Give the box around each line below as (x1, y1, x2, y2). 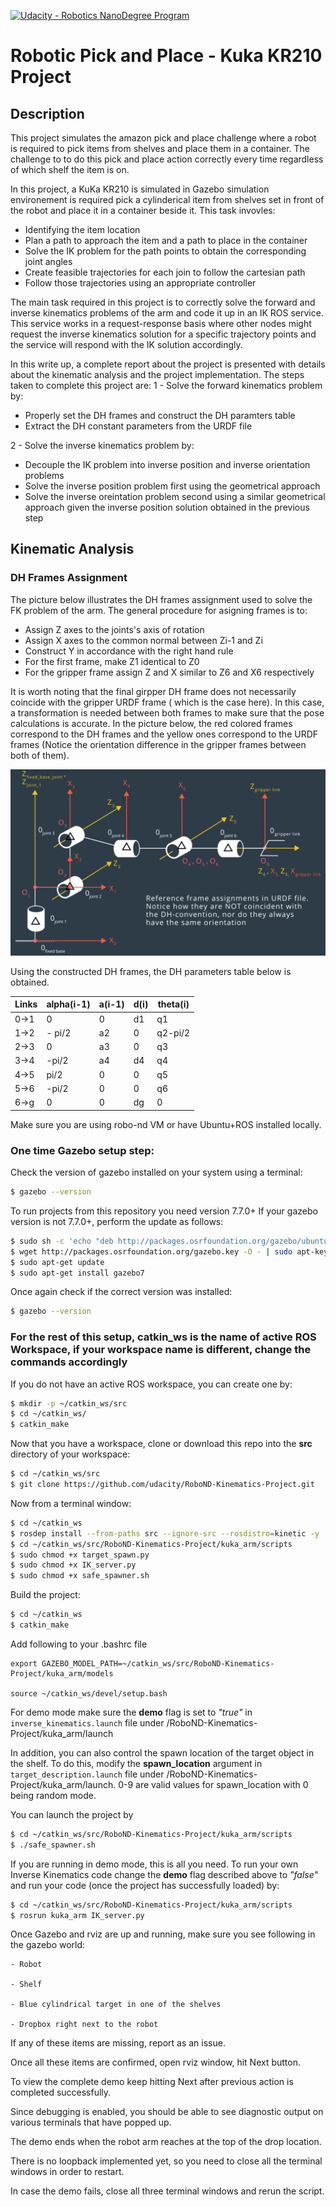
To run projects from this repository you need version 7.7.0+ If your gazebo (10, 1205, 318, 1217)
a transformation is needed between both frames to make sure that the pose (10, 706, 325, 719)
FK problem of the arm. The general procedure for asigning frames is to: (10, 604, 308, 616)
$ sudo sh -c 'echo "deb (10, 1236, 114, 1246)
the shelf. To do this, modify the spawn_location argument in (10, 1757, 263, 1769)
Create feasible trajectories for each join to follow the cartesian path (24, 266, 306, 278)
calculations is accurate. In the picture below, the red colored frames (10, 717, 293, 729)
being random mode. (10, 1789, 97, 1801)
